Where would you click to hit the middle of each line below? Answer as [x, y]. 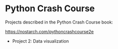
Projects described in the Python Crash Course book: [59, 22]
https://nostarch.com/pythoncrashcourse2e [50, 31]
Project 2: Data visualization [40, 41]
